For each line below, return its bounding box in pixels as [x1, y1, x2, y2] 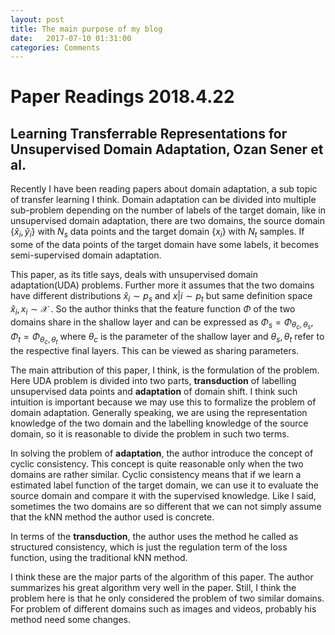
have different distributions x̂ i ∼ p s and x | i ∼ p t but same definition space [10, 290, 313, 304]
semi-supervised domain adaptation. [10, 249, 162, 261]
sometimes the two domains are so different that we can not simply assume [10, 500, 322, 512]
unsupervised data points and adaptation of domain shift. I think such [10, 385, 298, 397]
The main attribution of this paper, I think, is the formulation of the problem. [10, 364, 320, 376]
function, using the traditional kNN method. [10, 551, 188, 563]
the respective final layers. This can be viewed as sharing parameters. [10, 344, 300, 356]
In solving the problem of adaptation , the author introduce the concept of [10, 447, 314, 459]
